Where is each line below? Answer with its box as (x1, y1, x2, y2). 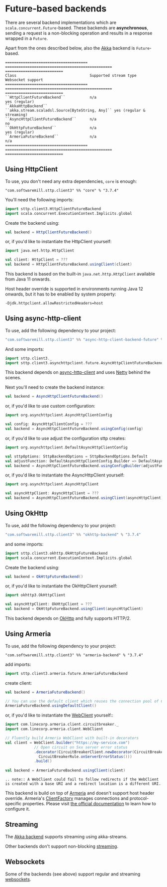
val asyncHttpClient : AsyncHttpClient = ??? (5, 491, 99, 496)
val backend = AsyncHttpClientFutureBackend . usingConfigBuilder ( (5, 463, 143, 468)
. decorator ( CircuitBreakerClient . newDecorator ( (34, 749, 135, 754)
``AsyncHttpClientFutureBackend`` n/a (5, 117, 97, 122)
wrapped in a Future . (5, 35, 48, 41)
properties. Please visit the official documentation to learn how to (22, 801, 157, 807)
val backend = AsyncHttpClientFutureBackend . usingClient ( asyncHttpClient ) (5, 495, 164, 501)
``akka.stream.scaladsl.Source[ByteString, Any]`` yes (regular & (5, 108, 146, 113)
